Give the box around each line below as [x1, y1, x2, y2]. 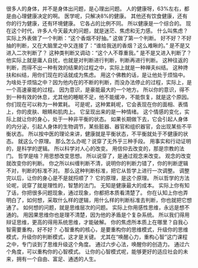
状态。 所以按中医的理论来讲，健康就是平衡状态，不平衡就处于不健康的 [11, 130, 183, 137]
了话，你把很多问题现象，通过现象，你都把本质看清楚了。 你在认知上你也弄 [6, 189, 189, 196]
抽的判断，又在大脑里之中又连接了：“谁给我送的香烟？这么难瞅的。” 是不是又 [6, 42, 190, 49]
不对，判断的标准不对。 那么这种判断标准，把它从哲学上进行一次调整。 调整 [6, 167, 190, 174]
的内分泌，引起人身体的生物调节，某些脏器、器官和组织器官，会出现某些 [6, 123, 181, 130]
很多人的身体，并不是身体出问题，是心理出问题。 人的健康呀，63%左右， [6, 5, 184, 12]
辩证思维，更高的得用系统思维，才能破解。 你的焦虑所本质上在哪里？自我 [6, 219, 183, 226]
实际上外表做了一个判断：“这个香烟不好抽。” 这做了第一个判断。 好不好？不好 [6, 35, 192, 41]
